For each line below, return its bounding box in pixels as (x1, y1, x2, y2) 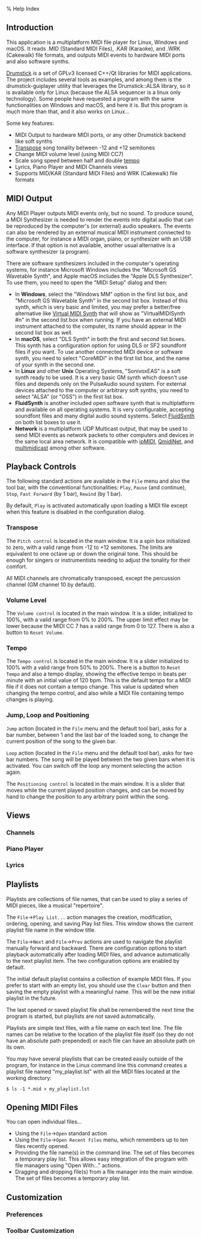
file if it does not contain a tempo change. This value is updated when (6, 683, 179, 691)
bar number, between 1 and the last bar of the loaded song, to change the (6, 731, 188, 738)
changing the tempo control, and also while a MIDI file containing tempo (6, 689, 184, 697)
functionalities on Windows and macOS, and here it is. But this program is (6, 101, 188, 108)
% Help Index (6, 5, 40, 12)
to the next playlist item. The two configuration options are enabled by (6, 957, 180, 964)
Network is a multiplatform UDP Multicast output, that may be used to (14, 425, 188, 432)
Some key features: (6, 119, 55, 127)
